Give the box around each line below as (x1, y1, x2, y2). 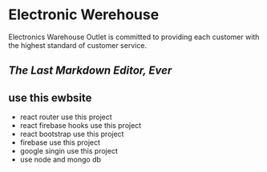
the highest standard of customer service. (8, 40, 147, 50)
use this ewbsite (8, 90, 92, 105)
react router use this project (19, 112, 112, 122)
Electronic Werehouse (8, 6, 160, 24)
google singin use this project (19, 146, 118, 156)
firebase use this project (19, 138, 101, 147)
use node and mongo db (19, 154, 102, 165)
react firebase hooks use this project (19, 121, 142, 130)
